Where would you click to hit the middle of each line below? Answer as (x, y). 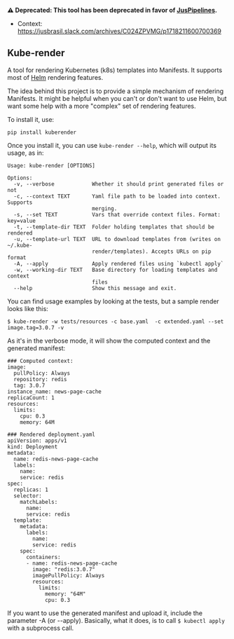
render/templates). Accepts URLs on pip (152, 252)
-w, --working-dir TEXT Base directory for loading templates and (116, 270)
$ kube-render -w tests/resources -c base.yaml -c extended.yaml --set (116, 322)
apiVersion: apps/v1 (37, 441)
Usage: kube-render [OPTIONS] (51, 165)
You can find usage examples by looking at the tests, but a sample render (113, 301)
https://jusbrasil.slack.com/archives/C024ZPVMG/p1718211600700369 (119, 31)
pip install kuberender (42, 132)
